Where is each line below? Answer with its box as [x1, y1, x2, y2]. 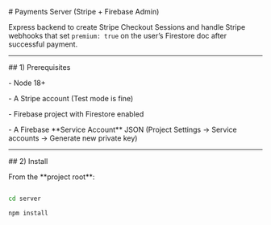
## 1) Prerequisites [8, 63, 71, 72]
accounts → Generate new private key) [8, 133, 138, 143]
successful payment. [8, 39, 78, 49]
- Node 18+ [8, 78, 46, 88]
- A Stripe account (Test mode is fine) [8, 94, 134, 103]
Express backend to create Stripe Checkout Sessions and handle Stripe [8, 22, 246, 31]
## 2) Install [8, 157, 48, 166]
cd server [8, 194, 42, 202]
